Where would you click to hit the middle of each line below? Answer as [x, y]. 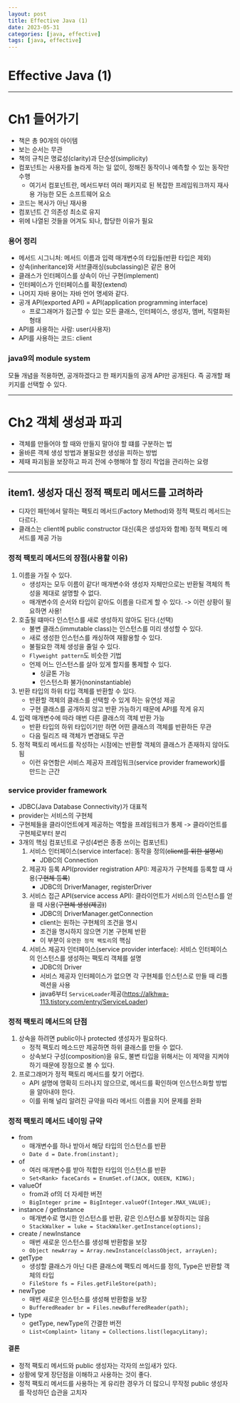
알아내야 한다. [56, 1092]
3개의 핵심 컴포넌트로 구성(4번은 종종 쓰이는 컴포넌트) [93, 842]
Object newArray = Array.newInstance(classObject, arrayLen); [123, 1250]
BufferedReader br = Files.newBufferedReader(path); [109, 1307]
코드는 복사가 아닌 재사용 [53, 203]
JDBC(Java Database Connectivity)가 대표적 [83, 806]
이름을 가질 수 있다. [45, 575]
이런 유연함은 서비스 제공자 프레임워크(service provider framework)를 [127, 762]
